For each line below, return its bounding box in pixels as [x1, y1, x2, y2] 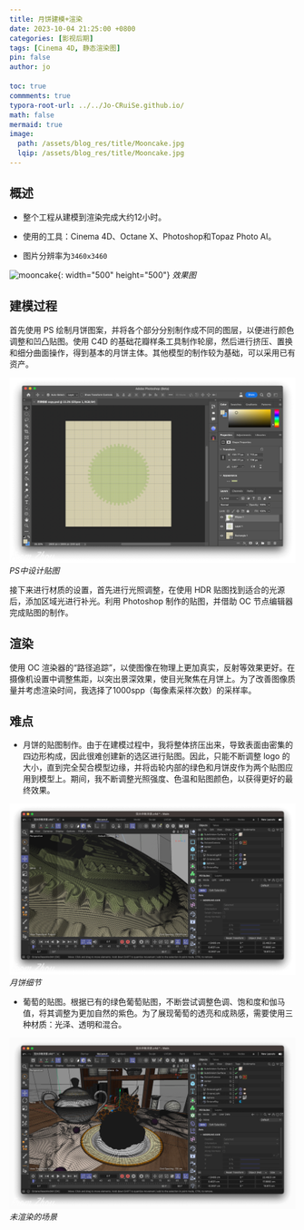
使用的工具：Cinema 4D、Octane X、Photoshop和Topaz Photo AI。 [22, 231, 277, 241]
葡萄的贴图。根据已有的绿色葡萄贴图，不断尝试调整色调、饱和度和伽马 [22, 997, 286, 1008]
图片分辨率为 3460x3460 [22, 250, 108, 261]
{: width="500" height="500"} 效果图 [57, 269, 197, 280]
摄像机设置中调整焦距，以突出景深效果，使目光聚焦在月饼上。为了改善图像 [9, 673, 288, 684]
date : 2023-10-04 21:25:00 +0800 [9, 24, 136, 34]
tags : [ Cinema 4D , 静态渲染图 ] [9, 44, 121, 53]
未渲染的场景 [9, 1211, 57, 1222]
